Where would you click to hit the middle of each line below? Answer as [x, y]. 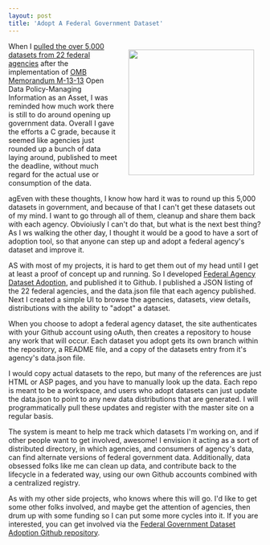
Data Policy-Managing [45, 88]
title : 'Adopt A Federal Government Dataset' [86, 23]
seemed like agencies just [51, 140]
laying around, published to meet [63, 157]
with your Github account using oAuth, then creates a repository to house [130, 332]
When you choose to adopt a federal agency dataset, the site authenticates [133, 323]
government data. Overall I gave [61, 123]
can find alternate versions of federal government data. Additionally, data [129, 457]
